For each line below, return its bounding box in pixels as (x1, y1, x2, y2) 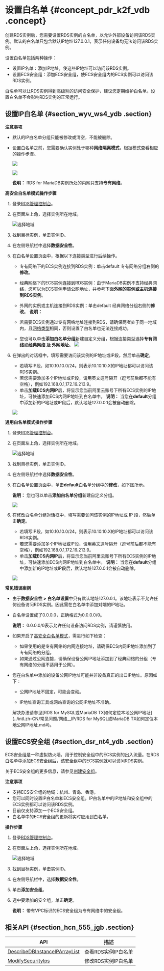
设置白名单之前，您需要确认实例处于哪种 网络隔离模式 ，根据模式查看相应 (12, 144, 158, 150)
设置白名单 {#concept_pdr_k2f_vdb (5, 4, 150, 16)
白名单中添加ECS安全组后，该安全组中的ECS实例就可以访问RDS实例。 (5, 757, 147, 764)
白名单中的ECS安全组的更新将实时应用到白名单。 (12, 813, 111, 819)
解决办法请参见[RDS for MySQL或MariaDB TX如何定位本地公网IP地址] (12, 709, 153, 715)
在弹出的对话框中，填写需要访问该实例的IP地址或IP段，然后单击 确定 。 (12, 352, 153, 358)
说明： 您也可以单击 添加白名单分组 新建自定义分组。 (12, 492, 117, 498)
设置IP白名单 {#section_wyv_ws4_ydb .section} (5, 110, 152, 118)
